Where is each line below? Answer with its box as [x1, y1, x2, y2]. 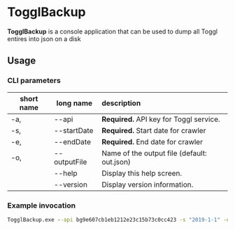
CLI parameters [7, 76, 61, 86]
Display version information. [101, 179, 194, 189]
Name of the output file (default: [101, 148, 208, 158]
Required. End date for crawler [101, 137, 203, 146]
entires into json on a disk [7, 34, 82, 43]
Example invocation [7, 200, 76, 210]
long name [56, 98, 93, 108]
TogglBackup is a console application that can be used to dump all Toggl [7, 27, 218, 36]
